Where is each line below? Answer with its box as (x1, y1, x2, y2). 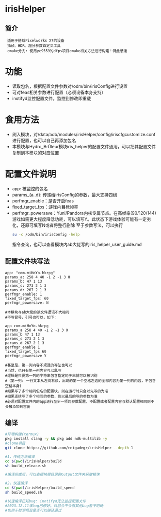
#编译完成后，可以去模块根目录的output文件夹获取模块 (5, 472, 100, 477)
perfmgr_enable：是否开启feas (12, 198, 74, 203)
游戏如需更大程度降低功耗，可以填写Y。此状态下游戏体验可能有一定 (12, 216, 147, 222)
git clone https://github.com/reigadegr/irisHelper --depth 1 (5, 445, 133, 450)
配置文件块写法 (5, 257, 50, 265)
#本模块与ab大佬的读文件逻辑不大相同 (5, 310, 69, 315)
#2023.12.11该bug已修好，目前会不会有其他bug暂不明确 (5, 503, 103, 508)
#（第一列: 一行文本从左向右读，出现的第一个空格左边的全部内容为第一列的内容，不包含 (5, 378, 156, 383)
